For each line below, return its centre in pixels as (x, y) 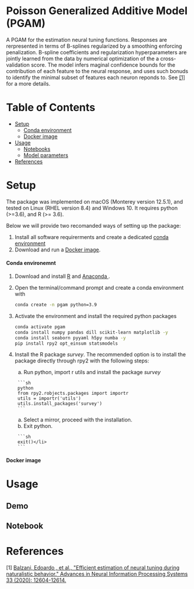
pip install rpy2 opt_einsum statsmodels (66, 343)
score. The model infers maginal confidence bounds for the (103, 65)
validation (18, 65)
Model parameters (46, 155)
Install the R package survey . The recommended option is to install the (100, 355)
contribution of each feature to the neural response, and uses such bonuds (97, 71)
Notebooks (37, 149)
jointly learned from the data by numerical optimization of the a (83, 58)
